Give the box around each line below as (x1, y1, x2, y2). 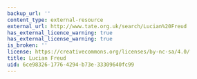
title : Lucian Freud (7, 55, 67, 62)
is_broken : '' (7, 42, 48, 49)
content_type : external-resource (7, 16, 104, 23)
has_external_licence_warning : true (7, 29, 113, 36)
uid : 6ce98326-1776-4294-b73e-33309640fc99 (7, 61, 135, 68)
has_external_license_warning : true (7, 36, 113, 43)
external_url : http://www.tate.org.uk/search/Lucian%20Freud (7, 23, 187, 30)
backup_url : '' (7, 10, 51, 17)
